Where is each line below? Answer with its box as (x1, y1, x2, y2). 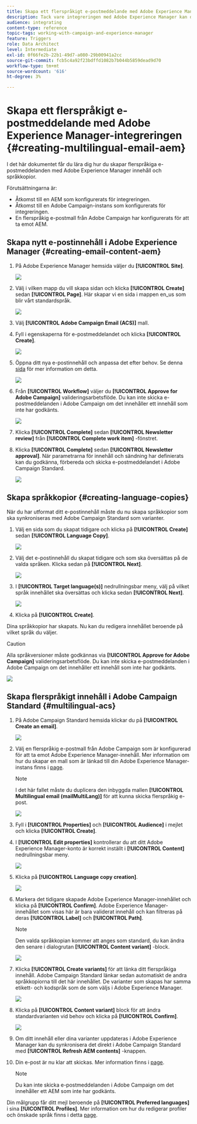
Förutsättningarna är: (6, 185, 57, 192)
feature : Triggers (6, 36, 51, 42)
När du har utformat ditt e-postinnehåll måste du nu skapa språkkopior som (6, 508, 189, 515)
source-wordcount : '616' (6, 68, 67, 74)
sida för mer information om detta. (15, 365, 98, 372)
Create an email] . (15, 723, 58, 730)
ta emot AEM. (15, 220, 49, 228)
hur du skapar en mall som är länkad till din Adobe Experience (15, 757, 165, 764)
